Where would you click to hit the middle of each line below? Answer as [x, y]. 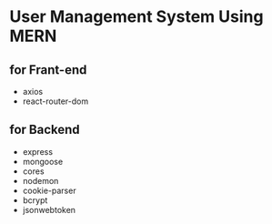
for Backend [45, 130]
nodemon [40, 180]
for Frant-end [48, 70]
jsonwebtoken [49, 209]
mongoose [43, 161]
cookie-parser [49, 190]
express [37, 151]
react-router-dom [55, 101]
